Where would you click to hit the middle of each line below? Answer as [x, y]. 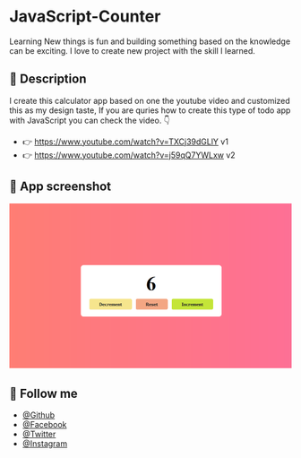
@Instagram [45, 444]
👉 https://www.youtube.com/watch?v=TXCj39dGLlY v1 [125, 142]
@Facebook [44, 425]
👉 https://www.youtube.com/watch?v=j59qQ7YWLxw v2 [129, 155]
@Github [39, 415]
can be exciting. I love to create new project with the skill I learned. [132, 50]
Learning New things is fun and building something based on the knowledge [150, 41]
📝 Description [48, 79]
